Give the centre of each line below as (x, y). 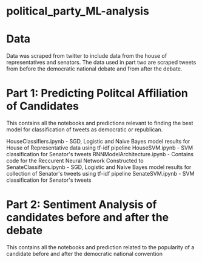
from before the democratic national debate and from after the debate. (94, 69)
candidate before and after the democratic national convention (84, 254)
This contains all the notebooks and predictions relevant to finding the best (100, 123)
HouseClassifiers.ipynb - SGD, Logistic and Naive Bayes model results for (98, 142)
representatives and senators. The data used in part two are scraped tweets (101, 63)
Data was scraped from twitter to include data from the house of (87, 56)
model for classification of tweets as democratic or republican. (85, 129)
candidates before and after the (88, 218)
